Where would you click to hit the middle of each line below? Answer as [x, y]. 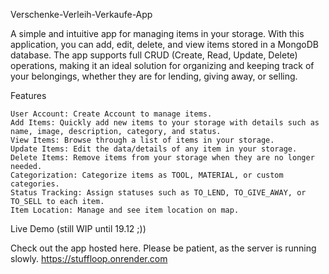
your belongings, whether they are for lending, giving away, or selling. [154, 76]
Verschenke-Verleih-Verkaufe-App [81, 14]
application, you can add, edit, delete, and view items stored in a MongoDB [165, 44]
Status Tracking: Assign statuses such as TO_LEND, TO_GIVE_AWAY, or [158, 193]
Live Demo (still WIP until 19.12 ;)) [78, 228]
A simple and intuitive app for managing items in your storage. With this [157, 33]
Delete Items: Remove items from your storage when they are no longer [162, 158]
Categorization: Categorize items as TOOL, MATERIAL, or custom [147, 175]
